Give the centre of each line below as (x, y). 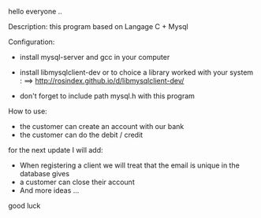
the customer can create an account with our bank (102, 126)
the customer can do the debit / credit (81, 135)
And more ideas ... (49, 190)
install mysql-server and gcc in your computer (95, 57)
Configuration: (32, 42)
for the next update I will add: (56, 150)
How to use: (28, 111)
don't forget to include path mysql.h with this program (107, 96)
